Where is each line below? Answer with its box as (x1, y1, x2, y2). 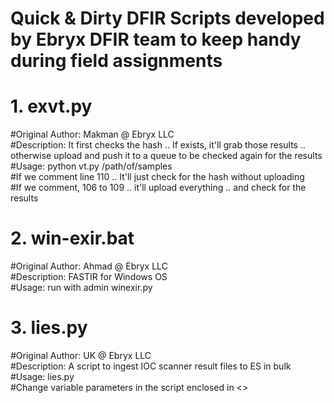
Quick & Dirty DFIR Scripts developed (10, 7, 325, 30)
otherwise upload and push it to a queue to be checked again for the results (10, 150, 323, 162)
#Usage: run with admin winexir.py (10, 282, 153, 294)
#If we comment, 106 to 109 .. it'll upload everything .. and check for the (10, 182, 307, 194)
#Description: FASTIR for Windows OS (10, 271, 168, 283)
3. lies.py (10, 317, 88, 339)
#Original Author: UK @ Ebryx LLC (10, 350, 152, 361)
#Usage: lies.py (10, 371, 75, 382)
